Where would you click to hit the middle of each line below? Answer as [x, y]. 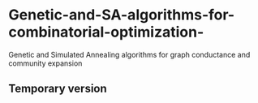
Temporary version [58, 89]
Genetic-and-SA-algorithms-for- [122, 15]
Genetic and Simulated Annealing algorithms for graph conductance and [129, 54]
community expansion [45, 63]
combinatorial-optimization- [106, 32]
